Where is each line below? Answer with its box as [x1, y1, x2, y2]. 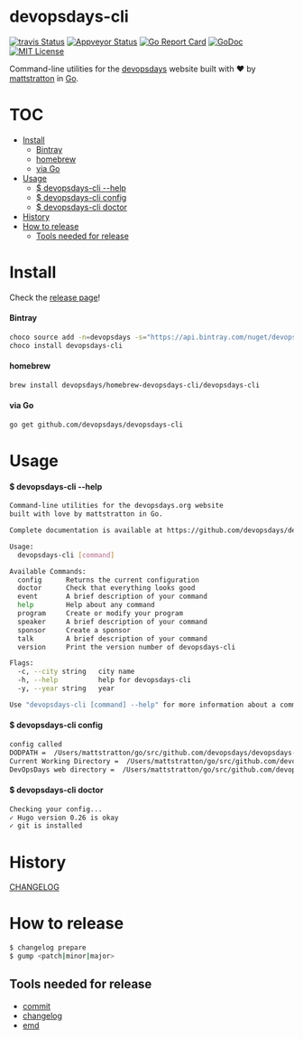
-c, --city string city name [17, 667, 135, 677]
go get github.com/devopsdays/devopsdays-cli [9, 420, 183, 430]
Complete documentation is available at [9, 526, 164, 535]
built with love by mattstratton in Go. [9, 510, 164, 519]
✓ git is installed [9, 821, 83, 830]
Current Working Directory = [9, 756, 119, 765]
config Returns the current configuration [17, 576, 200, 585]
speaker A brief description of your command [17, 617, 207, 626]
